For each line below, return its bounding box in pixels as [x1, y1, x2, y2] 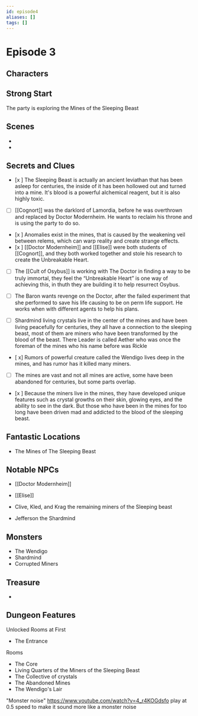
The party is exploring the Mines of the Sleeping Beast [6, 104, 139, 111]
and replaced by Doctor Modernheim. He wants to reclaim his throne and [14, 214, 193, 221]
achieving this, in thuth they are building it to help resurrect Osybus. [14, 280, 180, 288]
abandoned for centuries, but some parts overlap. [14, 378, 136, 385]
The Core [14, 660, 38, 667]
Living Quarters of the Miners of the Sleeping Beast [14, 666, 140, 673]
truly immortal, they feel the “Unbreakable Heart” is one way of [14, 275, 168, 282]
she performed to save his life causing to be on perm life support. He [14, 299, 183, 306]
